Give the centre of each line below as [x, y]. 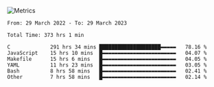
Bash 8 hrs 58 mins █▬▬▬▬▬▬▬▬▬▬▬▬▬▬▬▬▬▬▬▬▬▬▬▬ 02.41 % [107, 71]
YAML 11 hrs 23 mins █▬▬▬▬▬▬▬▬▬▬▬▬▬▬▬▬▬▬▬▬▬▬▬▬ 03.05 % [107, 65]
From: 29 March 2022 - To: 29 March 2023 [67, 23]
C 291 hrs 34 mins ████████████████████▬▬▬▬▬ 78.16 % [107, 47]
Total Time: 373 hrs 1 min [46, 35]
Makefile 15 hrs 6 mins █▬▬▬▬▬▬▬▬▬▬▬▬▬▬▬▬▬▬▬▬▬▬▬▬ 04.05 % [107, 59]
